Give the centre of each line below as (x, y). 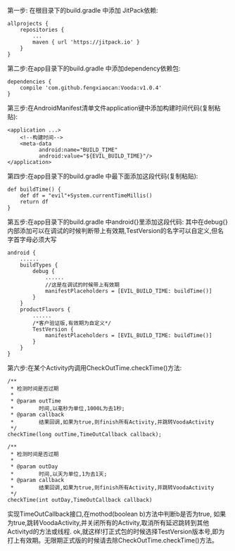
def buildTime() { (34, 189)
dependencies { (30, 82)
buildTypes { (39, 265)
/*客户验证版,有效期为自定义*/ (72, 323)
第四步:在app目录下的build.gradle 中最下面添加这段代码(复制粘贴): (103, 176)
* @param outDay (34, 467)
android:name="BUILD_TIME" (78, 150)
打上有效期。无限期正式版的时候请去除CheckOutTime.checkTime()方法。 (113, 540)
